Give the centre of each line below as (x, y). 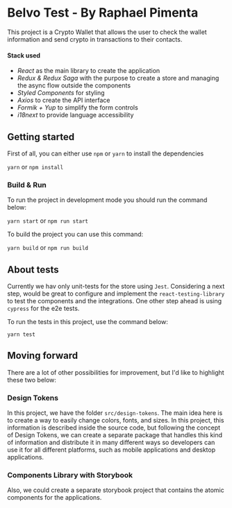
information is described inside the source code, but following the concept (114, 427)
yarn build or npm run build (48, 248)
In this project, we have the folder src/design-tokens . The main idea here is (115, 413)
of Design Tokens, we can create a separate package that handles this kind (115, 435)
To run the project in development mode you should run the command (107, 200)
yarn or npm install (35, 167)
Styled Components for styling (61, 93)
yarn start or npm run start (48, 221)
